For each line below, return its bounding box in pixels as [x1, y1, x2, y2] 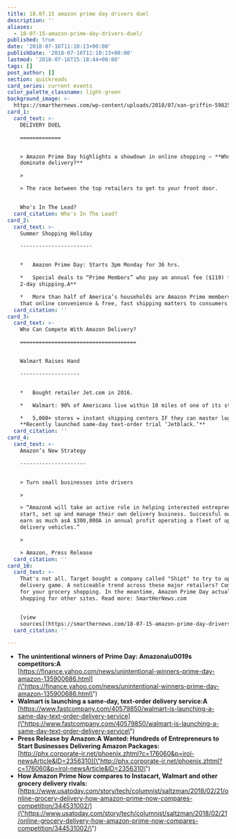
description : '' [7, 17, 55, 24]
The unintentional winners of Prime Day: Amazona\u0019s [17, 652, 192, 661]
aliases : [7, 23, 33, 30]
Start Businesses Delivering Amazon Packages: [17, 742, 160, 750]
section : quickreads [7, 75, 68, 83]
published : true [7, 37, 55, 44]
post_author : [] [7, 69, 55, 76]
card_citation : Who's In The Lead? [13, 210, 118, 217]
